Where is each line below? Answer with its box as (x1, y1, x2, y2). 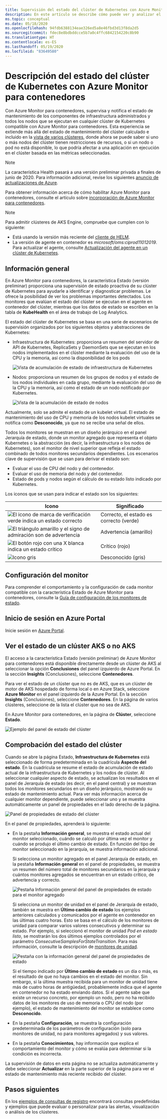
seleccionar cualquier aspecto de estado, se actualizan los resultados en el (5, 775, 159, 781)
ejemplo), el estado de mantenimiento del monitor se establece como (12, 1005, 154, 1011)
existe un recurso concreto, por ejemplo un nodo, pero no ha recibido (12, 994, 155, 1000)
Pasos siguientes (5, 1085, 60, 1094)
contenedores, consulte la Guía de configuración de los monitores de (5, 595, 147, 601)
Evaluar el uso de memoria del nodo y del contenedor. (12, 471, 123, 477)
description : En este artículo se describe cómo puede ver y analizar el (5, 12, 162, 17)
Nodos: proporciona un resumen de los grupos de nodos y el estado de (12, 374, 159, 380)
